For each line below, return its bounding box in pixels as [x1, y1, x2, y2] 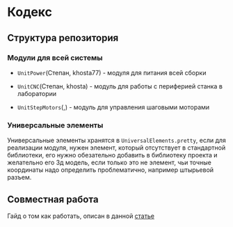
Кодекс [7, 4, 52, 20]
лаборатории [17, 89, 57, 97]
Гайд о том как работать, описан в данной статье [7, 212, 155, 220]
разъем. [7, 173, 32, 182]
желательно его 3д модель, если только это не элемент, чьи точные [7, 158, 212, 167]
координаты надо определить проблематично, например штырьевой [7, 166, 214, 174]
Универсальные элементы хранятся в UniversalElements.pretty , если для [7, 136, 226, 145]
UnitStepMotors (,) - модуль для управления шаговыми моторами [17, 102, 210, 111]
